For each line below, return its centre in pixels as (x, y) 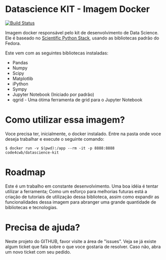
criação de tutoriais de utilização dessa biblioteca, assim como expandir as (82, 197)
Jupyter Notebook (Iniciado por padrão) (53, 94)
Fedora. (13, 43)
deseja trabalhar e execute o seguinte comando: (55, 139)
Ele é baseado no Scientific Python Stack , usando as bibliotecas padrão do (82, 38)
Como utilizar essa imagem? (65, 120)
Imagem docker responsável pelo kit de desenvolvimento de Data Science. (82, 32)
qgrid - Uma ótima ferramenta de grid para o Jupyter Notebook (77, 100)
